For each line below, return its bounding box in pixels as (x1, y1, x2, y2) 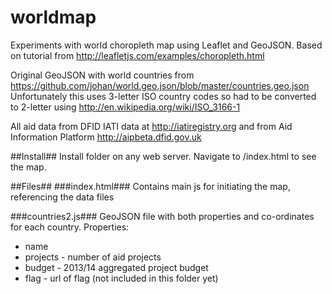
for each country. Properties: (10, 221, 130, 233)
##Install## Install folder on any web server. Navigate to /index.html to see (10, 150, 317, 162)
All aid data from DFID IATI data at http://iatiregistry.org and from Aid (10, 120, 293, 132)
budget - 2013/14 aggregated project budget (24, 261, 209, 273)
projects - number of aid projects (24, 251, 162, 263)
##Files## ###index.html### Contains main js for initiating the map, (10, 180, 291, 192)
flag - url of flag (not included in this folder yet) (24, 272, 219, 284)
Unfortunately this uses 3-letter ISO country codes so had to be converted (10, 90, 317, 102)
